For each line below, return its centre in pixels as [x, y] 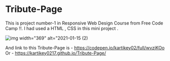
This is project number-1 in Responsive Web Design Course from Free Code [84, 23]
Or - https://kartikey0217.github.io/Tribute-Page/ [56, 53]
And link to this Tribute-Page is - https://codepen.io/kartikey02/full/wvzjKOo [85, 47]
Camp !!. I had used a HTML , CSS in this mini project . [62, 28]
